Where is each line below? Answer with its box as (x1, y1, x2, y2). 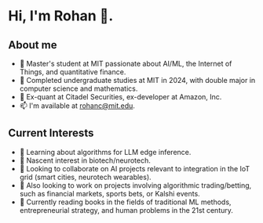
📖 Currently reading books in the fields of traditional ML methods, (19, 197, 232, 207)
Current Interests (8, 127, 94, 140)
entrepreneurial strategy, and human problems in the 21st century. (19, 205, 234, 214)
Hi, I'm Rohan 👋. (8, 7, 114, 25)
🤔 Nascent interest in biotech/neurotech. (19, 156, 151, 165)
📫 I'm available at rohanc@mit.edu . (19, 101, 136, 110)
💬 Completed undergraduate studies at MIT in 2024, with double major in (19, 76, 256, 85)
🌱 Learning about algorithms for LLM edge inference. (19, 147, 192, 156)
